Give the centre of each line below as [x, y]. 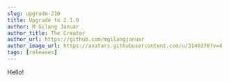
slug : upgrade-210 [34, 14]
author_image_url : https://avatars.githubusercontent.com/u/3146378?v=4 [115, 46]
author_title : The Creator [46, 33]
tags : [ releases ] [32, 53]
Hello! [16, 72]
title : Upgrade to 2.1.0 [43, 20]
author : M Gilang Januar [43, 26]
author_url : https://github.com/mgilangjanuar [76, 40]
